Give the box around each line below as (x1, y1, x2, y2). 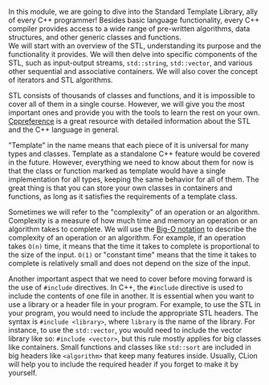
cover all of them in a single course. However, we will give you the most (8, 100, 245, 109)
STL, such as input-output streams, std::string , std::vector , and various (8, 58, 253, 68)
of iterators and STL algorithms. (8, 76, 114, 84)
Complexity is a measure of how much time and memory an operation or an (8, 216, 259, 225)
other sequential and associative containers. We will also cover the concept (8, 67, 259, 76)
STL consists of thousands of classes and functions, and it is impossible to (8, 91, 255, 100)
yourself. (8, 368, 38, 377)
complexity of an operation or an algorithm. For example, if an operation (8, 233, 247, 242)
